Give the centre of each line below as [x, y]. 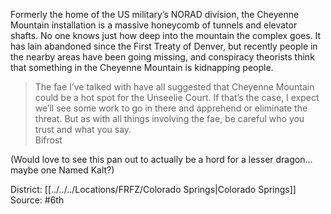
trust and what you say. [83, 129]
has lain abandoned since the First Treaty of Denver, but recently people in [164, 46]
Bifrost [48, 140]
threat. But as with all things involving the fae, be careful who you [169, 118]
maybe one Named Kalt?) [62, 170]
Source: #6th [37, 200]
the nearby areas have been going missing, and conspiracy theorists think [162, 57]
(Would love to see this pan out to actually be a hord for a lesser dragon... [161, 159]
